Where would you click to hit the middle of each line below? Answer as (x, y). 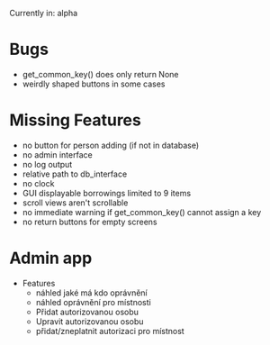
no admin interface (57, 154)
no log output (47, 164)
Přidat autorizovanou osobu (87, 312)
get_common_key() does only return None (100, 74)
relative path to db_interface (75, 174)
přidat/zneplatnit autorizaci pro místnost (110, 331)
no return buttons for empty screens (90, 222)
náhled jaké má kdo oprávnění (91, 293)
